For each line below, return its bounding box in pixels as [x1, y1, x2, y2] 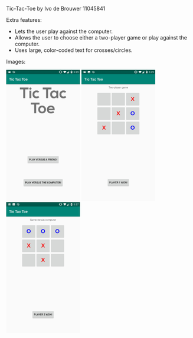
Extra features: [6, 17, 42, 23]
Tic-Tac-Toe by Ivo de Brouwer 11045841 [6, 5, 106, 12]
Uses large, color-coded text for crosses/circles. [14, 47, 133, 54]
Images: [6, 58, 26, 65]
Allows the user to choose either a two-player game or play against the [14, 34, 188, 41]
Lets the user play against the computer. [14, 28, 113, 35]
